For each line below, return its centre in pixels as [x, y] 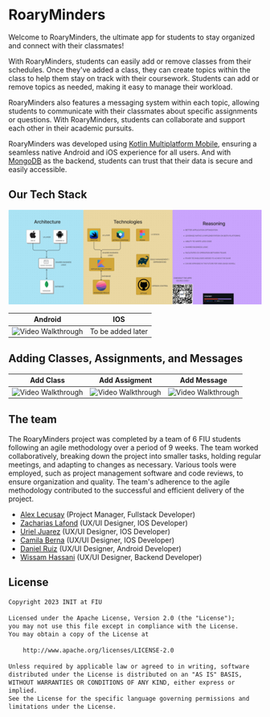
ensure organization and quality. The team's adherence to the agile [119, 481]
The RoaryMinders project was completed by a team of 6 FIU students [125, 439]
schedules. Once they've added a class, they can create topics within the [129, 69]
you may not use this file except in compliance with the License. [124, 626]
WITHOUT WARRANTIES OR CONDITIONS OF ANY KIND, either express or [122, 682]
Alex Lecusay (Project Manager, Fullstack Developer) [107, 514]
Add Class [47, 381]
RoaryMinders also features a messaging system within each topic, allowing [134, 102]
